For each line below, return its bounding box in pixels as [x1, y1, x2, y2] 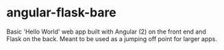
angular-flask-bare [6, 5, 117, 21]
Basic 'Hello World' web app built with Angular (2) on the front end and [6, 27, 207, 36]
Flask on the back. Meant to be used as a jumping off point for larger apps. [6, 34, 217, 42]
